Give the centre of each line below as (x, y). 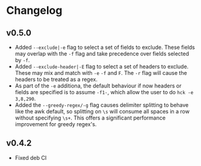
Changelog (34, 11)
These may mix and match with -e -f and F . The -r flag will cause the (101, 73)
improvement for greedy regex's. (56, 124)
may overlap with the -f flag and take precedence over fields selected (102, 54)
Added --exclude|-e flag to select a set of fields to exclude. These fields (105, 47)
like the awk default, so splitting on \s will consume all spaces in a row (102, 111)
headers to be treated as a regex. (56, 79)
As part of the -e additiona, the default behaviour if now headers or (98, 86)
